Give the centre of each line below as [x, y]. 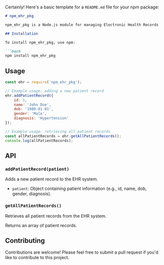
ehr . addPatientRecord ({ [29, 95]
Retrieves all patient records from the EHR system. [56, 216]
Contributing [25, 240]
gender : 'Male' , [31, 114]
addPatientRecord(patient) [37, 169]
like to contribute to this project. [37, 258]
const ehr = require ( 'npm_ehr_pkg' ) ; [44, 82]
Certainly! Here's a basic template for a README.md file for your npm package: [82, 7]
